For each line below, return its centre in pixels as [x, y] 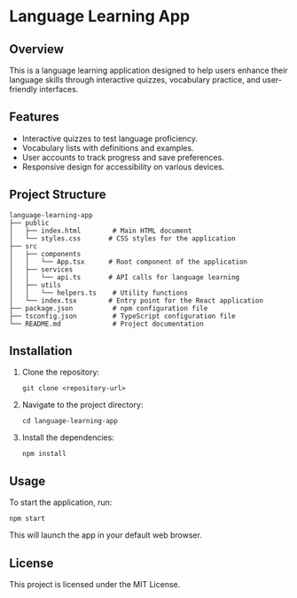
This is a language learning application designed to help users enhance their [148, 70]
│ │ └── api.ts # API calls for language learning [125, 277]
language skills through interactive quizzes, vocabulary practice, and [135, 80]
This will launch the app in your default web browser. [106, 535]
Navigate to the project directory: [82, 405]
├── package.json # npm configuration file [109, 308]
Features [34, 117]
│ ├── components [45, 254]
